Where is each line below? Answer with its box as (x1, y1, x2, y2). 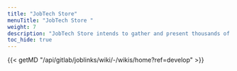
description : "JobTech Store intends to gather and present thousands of (7, 30, 231, 37)
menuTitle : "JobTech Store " (7, 17, 94, 24)
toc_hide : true (7, 37, 53, 44)
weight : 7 (7, 23, 37, 30)
